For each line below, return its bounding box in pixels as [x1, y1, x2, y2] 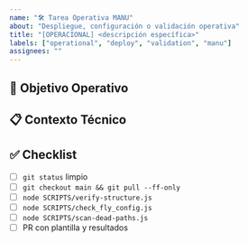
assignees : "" [9, 47, 63, 56]
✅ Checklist [9, 147, 78, 163]
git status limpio [22, 171, 88, 181]
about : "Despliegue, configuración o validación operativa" [9, 22, 241, 31]
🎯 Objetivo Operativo [9, 80, 129, 96]
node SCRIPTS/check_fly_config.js [22, 203, 152, 212]
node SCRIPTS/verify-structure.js [22, 193, 152, 202]
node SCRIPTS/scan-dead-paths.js [22, 213, 149, 222]
